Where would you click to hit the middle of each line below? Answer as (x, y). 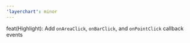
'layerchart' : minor (32, 11)
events (14, 34)
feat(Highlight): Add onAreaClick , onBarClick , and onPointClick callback (95, 28)
